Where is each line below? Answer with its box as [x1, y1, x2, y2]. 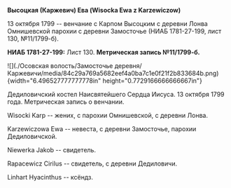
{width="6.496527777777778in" [7, 76, 101, 85]
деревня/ [114, 62, 142, 69]
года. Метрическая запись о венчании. [7, 98, 125, 106]
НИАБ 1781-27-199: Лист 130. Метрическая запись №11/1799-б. [7, 48, 200, 56]
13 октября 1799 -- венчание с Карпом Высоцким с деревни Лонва [7, 20, 208, 27]
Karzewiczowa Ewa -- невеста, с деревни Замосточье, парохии [7, 125, 197, 133]
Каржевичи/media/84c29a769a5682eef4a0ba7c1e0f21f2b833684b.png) [7, 69, 219, 77]
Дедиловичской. [7, 133, 57, 140]
